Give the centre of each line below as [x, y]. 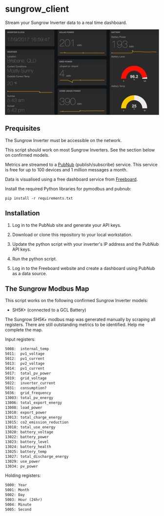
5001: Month [17, 490]
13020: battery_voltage [29, 432]
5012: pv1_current [25, 359]
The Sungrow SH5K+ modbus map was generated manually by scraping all [80, 320]
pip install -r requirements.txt [39, 198]
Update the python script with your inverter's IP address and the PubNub [85, 244]
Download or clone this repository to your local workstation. [72, 235]
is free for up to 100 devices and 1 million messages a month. [66, 169]
